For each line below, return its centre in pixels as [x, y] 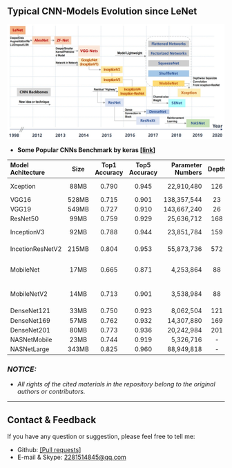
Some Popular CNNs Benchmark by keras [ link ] [86, 150]
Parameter [187, 165]
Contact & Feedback [52, 420]
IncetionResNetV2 [36, 249]
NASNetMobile [31, 340]
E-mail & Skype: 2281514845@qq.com [71, 457]
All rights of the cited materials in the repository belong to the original [116, 384]
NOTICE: [22, 369]
